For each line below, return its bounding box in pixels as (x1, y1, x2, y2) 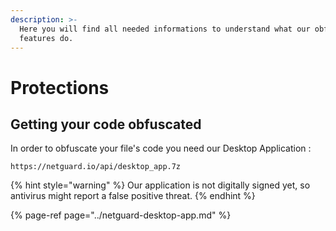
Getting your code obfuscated (10, 116, 202, 133)
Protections (10, 76, 110, 99)
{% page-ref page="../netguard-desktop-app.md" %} (10, 209, 232, 221)
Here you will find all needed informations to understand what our (19, 24, 311, 34)
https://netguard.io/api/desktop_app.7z (10, 162, 182, 172)
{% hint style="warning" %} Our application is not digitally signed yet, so (10, 179, 311, 191)
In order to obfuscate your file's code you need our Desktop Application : (10, 142, 312, 155)
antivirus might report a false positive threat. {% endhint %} (10, 190, 256, 202)
